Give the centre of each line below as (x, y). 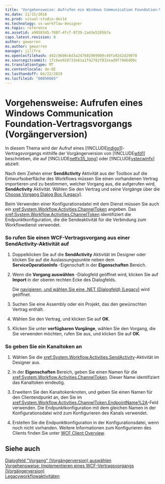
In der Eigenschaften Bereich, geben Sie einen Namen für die (75, 372)
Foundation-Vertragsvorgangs (69, 124)
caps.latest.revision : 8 (30, 37)
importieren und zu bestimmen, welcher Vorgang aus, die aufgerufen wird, (81, 184)
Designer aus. (26, 363)
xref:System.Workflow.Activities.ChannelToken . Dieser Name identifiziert (86, 377)
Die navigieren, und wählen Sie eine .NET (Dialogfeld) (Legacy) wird (81, 289)
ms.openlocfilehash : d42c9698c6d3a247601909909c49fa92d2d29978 (71, 56)
